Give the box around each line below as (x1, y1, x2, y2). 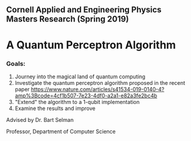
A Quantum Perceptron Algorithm (6, 38, 176, 51)
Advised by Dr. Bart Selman (6, 116, 74, 123)
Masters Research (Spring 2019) (6, 14, 130, 24)
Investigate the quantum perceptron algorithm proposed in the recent (14, 79, 186, 86)
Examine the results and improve (14, 105, 95, 112)
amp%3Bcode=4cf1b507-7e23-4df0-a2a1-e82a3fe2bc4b (14, 92, 158, 99)
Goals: (6, 59, 26, 68)
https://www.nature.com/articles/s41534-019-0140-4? (30, 85, 165, 93)
